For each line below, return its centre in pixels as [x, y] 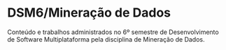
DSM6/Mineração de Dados [89, 13]
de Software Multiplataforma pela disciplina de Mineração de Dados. [106, 39]
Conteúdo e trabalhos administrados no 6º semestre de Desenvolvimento [113, 32]
